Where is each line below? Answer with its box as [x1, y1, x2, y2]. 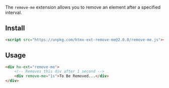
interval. [5, 9, 22, 15]
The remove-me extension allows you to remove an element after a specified [5, 4, 161, 10]
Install [5, 24, 25, 32]
